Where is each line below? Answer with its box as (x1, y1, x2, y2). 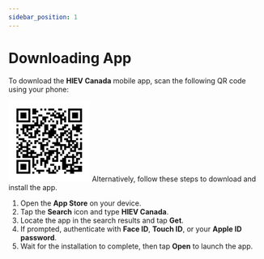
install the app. (8, 182, 58, 192)
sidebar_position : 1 (8, 13, 79, 21)
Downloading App (8, 49, 132, 67)
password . (19, 232, 57, 242)
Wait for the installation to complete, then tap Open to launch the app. (19, 241, 253, 251)
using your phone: (8, 84, 70, 94)
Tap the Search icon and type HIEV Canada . (19, 206, 169, 216)
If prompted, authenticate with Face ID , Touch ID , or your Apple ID (19, 223, 242, 234)
